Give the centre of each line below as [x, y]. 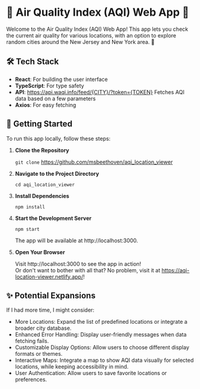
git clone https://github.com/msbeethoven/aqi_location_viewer [94, 162]
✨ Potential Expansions [51, 295]
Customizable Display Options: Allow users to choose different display [102, 347]
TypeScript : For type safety [49, 85]
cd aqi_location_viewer [45, 185]
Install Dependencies [42, 196]
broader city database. [43, 328]
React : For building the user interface [61, 79]
